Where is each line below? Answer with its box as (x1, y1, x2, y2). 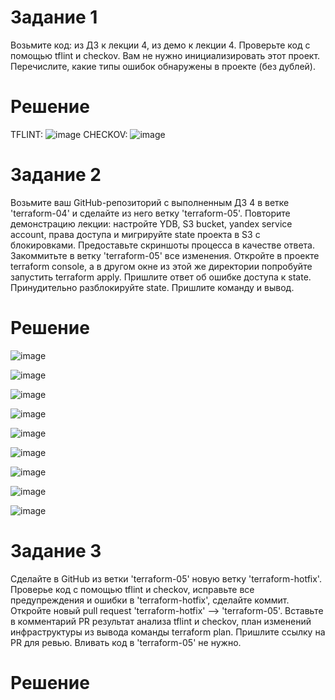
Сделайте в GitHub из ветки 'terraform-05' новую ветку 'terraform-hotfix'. (10, 572, 322, 585)
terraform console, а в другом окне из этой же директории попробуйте (10, 260, 313, 272)
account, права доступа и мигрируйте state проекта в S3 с (10, 228, 261, 240)
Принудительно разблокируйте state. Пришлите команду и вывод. (10, 281, 295, 293)
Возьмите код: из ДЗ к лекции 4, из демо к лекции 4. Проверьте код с (10, 39, 311, 51)
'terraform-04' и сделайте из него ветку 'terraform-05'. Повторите (10, 207, 291, 219)
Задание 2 (10, 164, 102, 186)
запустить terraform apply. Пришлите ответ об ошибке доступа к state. (10, 271, 312, 283)
